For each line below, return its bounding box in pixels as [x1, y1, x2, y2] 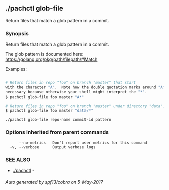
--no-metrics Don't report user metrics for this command [18, 140, 147, 145]
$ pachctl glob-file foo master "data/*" [5, 108, 94, 113]
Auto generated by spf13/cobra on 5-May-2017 [5, 179, 103, 185]
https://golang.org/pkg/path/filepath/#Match [5, 56, 98, 62]
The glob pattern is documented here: [5, 51, 84, 57]
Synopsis [5, 30, 29, 37]
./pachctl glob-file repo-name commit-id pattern [5, 117, 112, 122]
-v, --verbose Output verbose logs [10, 144, 96, 150]
